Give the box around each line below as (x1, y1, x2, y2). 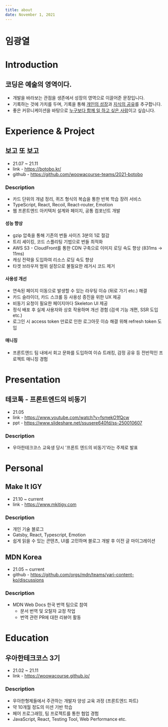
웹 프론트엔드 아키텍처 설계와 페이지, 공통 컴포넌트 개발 (12, 207, 121, 213)
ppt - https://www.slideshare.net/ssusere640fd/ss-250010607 (12, 419, 143, 425)
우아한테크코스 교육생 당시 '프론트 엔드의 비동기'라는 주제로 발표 (12, 444, 138, 450)
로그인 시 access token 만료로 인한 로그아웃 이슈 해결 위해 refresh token (12, 318, 157, 324)
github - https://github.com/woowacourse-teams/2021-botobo (12, 171, 143, 177)
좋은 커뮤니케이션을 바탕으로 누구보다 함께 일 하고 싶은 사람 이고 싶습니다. (12, 107, 155, 113)
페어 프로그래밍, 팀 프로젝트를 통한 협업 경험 (12, 710, 99, 716)
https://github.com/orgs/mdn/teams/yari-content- (30, 572, 134, 577)
